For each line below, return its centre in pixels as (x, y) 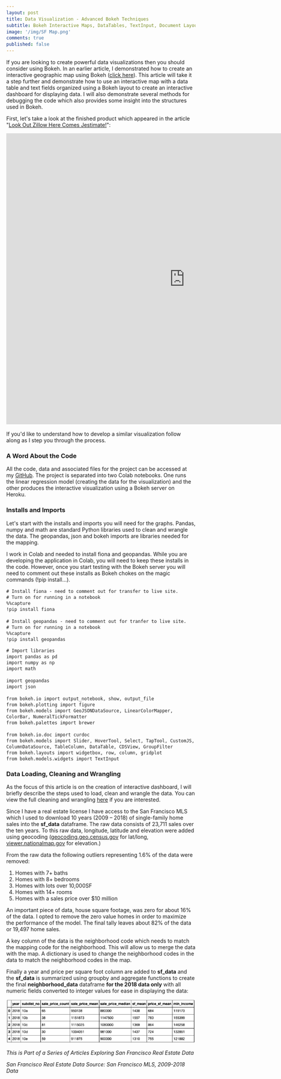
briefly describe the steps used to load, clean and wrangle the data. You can (101, 793)
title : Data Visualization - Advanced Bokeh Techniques (77, 19)
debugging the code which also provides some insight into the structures (97, 100)
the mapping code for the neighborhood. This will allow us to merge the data (101, 947)
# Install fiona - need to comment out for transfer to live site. (92, 591)
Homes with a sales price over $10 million (66, 898)
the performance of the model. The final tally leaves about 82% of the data (99, 923)
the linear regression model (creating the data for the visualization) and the (99, 482)
